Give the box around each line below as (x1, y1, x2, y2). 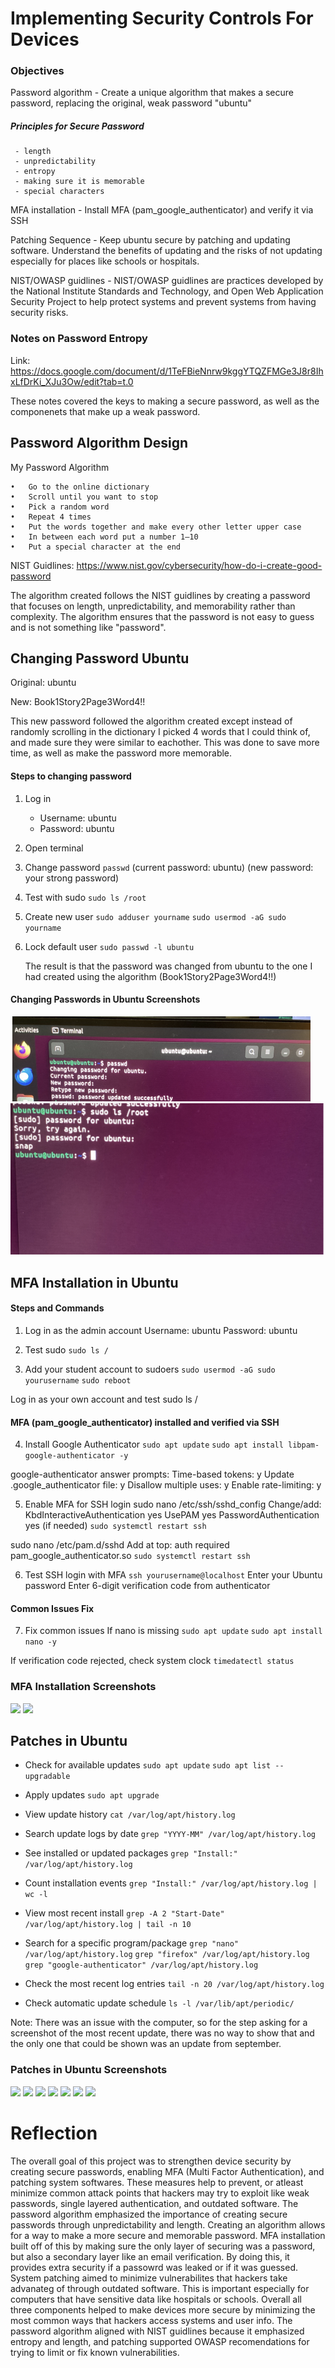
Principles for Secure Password (10, 120, 145, 132)
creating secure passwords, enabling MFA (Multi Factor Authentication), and (10, 2165, 325, 2177)
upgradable (24, 1772, 71, 1782)
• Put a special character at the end (10, 542, 182, 552)
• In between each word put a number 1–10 (10, 532, 199, 542)
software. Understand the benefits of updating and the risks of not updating (10, 245, 323, 257)
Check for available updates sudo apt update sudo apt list (24, 1759, 272, 1771)
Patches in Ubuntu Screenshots (10, 2063, 168, 2077)
